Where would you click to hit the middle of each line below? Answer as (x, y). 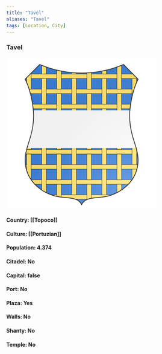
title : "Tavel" (25, 13)
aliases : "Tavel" (28, 19)
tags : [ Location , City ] (36, 25)
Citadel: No (20, 262)
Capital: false (23, 275)
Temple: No (21, 344)
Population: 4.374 (29, 248)
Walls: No (19, 317)
